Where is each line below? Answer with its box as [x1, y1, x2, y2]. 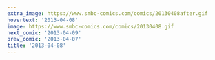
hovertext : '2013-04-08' [7, 17, 79, 23]
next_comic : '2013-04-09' [7, 29, 81, 37]
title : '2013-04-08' [7, 42, 67, 49]
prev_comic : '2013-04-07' [7, 36, 81, 43]
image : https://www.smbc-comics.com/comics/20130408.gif [7, 23, 174, 30]
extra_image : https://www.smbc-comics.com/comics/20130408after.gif [7, 10, 208, 17]
